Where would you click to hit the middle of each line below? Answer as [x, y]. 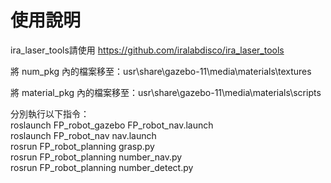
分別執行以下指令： [50, 113]
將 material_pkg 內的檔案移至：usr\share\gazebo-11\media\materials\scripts [166, 92]
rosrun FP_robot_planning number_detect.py [102, 167]
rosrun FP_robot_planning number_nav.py [96, 157]
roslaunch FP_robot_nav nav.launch [83, 135]
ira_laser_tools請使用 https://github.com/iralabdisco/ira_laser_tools [147, 50]
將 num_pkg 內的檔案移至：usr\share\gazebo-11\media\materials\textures [161, 71]
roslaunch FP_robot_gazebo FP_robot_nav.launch [112, 125]
